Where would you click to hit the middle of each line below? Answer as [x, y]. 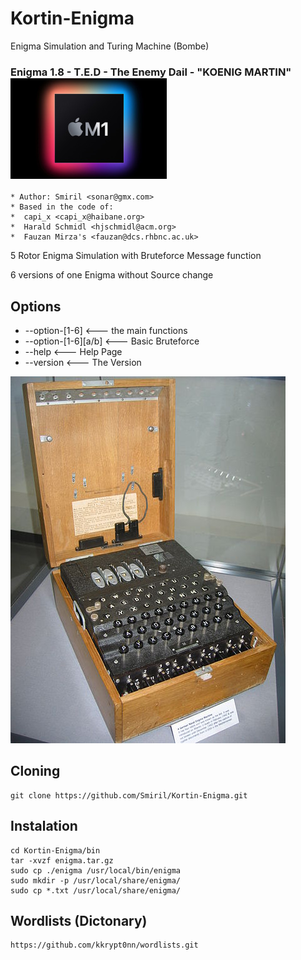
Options [36, 306]
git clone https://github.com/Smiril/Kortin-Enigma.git [129, 795]
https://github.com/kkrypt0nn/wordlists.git [104, 945]
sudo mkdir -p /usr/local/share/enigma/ [96, 880]
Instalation [44, 826]
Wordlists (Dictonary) [79, 921]
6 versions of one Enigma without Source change [112, 275]
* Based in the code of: [62, 207]
